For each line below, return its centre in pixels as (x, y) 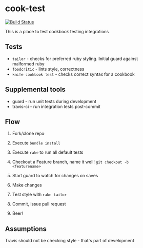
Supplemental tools (35, 90)
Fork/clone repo (28, 134)
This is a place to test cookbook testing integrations (57, 31)
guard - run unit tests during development (54, 101)
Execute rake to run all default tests (48, 152)
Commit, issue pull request (39, 204)
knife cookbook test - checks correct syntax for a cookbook (73, 74)
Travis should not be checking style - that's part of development (70, 241)
